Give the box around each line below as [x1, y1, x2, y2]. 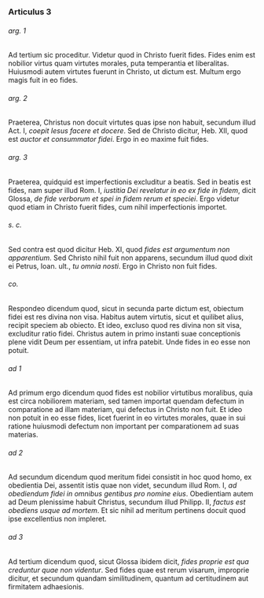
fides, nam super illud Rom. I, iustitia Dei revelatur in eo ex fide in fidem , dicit [8, 185, 256, 195]
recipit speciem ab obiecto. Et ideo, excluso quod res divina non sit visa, [8, 320, 242, 329]
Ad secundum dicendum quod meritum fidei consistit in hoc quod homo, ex [8, 472, 252, 482]
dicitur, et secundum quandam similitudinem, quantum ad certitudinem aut [8, 574, 249, 583]
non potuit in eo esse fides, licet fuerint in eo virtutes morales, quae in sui [8, 413, 246, 423]
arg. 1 [8, 26, 26, 35]
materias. [8, 430, 38, 440]
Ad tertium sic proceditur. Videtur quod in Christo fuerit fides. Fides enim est [8, 50, 255, 60]
